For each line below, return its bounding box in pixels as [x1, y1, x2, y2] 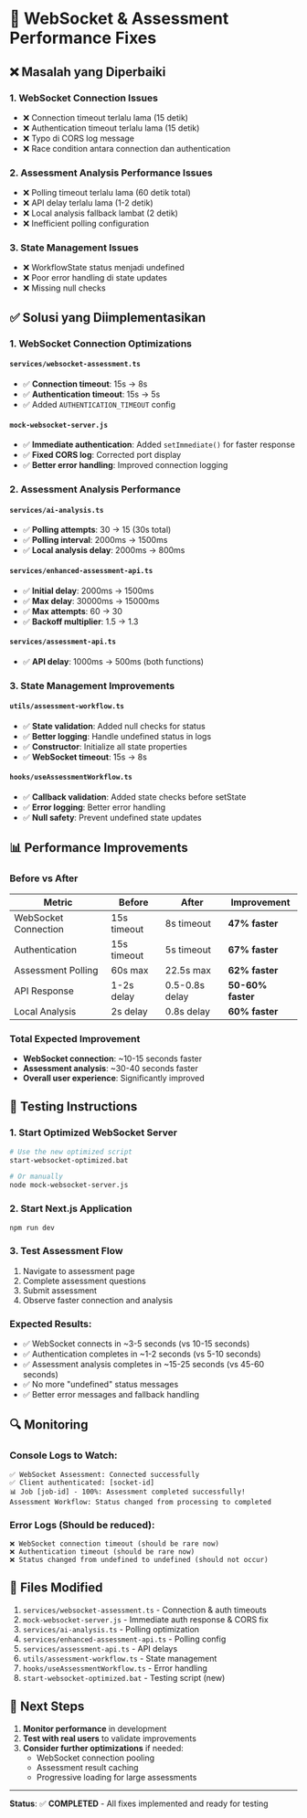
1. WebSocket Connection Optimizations [9, 337, 192, 350]
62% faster [228, 963, 279, 976]
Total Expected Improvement [9, 1032, 141, 1045]
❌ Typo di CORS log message [22, 133, 135, 144]
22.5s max [164, 963, 212, 976]
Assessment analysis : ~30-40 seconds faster [22, 1063, 198, 1074]
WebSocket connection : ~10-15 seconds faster [22, 1053, 203, 1064]
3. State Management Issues [9, 241, 140, 254]
